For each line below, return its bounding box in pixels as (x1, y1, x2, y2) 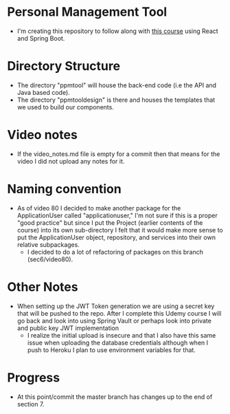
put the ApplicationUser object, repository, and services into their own (16, 233, 216, 241)
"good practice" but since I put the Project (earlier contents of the (16, 218, 203, 227)
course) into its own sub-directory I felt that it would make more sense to (16, 226, 223, 234)
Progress (7, 369, 60, 385)
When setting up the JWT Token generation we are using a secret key (16, 302, 215, 310)
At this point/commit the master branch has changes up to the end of (16, 393, 213, 401)
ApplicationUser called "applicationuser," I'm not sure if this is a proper (16, 211, 218, 219)
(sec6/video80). (27, 255, 73, 263)
